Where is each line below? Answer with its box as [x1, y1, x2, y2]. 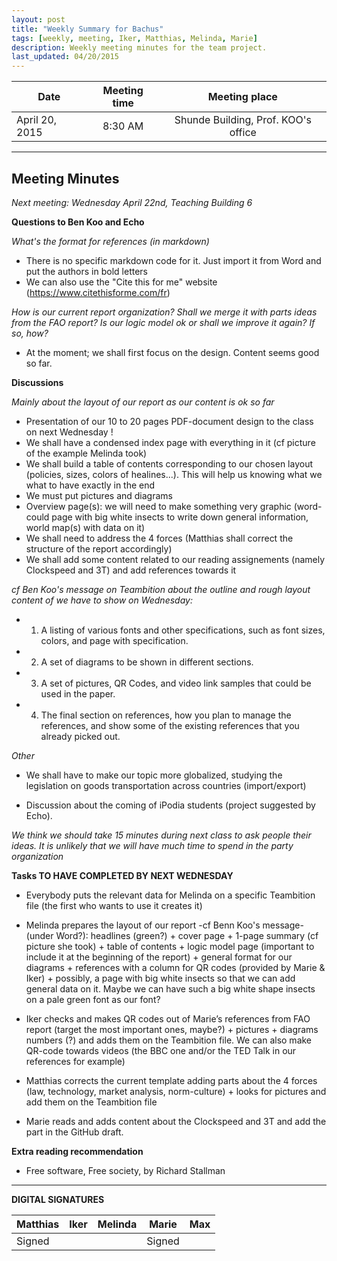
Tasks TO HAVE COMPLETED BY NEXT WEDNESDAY [11, 869, 234, 881]
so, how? [11, 327, 49, 339]
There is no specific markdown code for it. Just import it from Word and [25, 254, 322, 266]
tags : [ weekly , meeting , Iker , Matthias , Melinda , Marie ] [11, 33, 258, 43]
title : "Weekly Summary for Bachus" [11, 24, 164, 34]
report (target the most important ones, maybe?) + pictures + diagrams [25, 1023, 319, 1035]
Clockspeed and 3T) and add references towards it [25, 564, 237, 576]
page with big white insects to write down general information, [51, 511, 309, 523]
